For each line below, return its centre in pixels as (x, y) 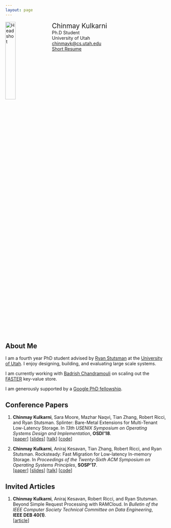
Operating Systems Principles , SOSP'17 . (55, 465)
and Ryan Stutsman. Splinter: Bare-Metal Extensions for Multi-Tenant (85, 423)
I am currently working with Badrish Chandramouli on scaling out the (77, 373)
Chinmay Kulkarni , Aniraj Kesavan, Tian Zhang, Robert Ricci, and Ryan (87, 449)
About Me (21, 346)
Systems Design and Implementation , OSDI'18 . (62, 434)
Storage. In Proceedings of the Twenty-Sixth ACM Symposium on (81, 460)
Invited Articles (30, 486)
